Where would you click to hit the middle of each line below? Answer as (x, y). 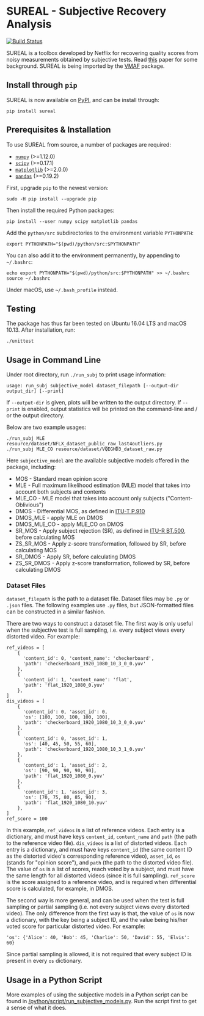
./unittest (20, 341)
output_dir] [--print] (35, 391)
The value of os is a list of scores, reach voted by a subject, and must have (100, 869)
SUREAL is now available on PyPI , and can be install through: (83, 100)
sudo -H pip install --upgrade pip (52, 199)
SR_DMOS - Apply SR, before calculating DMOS (75, 557)
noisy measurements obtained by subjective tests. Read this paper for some (102, 59)
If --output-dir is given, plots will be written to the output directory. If (94, 403)
